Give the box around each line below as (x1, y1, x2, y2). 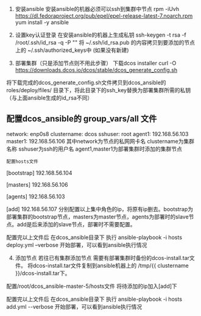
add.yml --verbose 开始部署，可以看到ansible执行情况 (6, 303, 143, 310)
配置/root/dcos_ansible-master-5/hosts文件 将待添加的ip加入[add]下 (6, 282, 178, 290)
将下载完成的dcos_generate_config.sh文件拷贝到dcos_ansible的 (6, 79, 166, 86)
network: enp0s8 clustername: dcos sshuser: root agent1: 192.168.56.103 (6, 130, 189, 137)
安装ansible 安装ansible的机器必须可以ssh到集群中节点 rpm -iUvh (15, 5, 180, 12)
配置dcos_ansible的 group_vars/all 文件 (6, 113, 157, 124)
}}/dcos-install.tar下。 (15, 269, 71, 276)
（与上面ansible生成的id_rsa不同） (6, 94, 93, 101)
